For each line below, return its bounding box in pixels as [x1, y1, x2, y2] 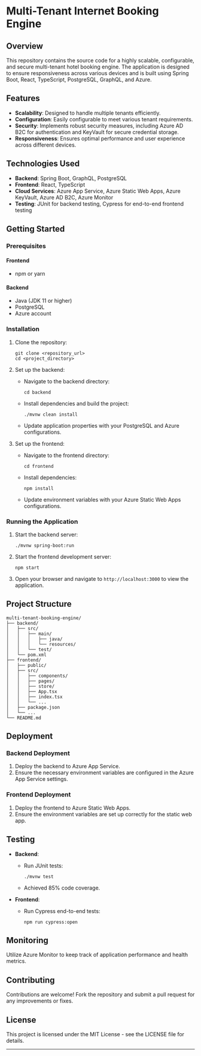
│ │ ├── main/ [6, 631, 52, 637]
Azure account [14, 310, 51, 317]
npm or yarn [14, 270, 45, 278]
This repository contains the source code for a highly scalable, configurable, [6, 57, 194, 64]
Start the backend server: [14, 530, 78, 538]
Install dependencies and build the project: [23, 399, 129, 407]
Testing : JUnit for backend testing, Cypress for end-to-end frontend [14, 200, 184, 207]
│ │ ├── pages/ [6, 678, 55, 684]
